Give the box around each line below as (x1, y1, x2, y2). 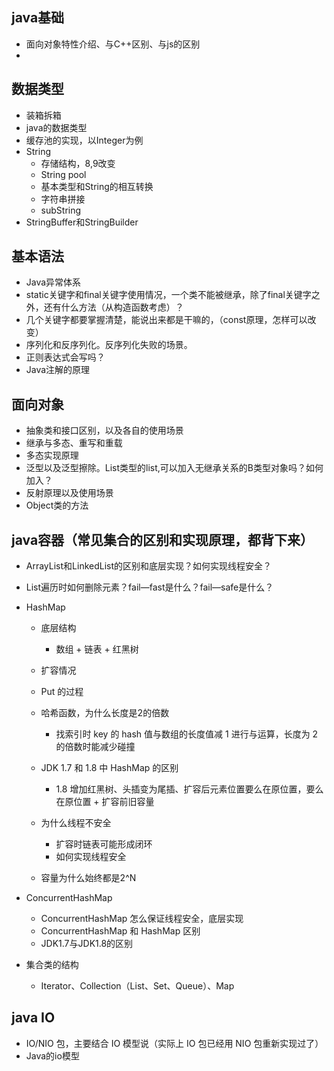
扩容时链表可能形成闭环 (55, 838, 153, 850)
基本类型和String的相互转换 (40, 180, 154, 192)
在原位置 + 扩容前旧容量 (55, 796, 155, 808)
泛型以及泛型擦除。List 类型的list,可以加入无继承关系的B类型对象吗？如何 (25, 462, 324, 474)
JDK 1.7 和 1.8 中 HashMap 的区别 (40, 762, 179, 774)
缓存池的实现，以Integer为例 (25, 134, 144, 146)
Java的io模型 (25, 1049, 80, 1062)
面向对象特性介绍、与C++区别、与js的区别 (25, 38, 201, 50)
